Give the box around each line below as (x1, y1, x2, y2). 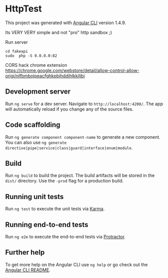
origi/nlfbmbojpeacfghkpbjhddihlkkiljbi (5, 72, 85, 78)
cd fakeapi (5, 49, 28, 54)
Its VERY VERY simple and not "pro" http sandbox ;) (5, 29, 112, 35)
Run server (5, 39, 28, 45)
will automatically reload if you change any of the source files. (5, 106, 134, 112)
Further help (5, 248, 45, 257)
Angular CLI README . (5, 267, 51, 273)
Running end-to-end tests (5, 220, 89, 229)
